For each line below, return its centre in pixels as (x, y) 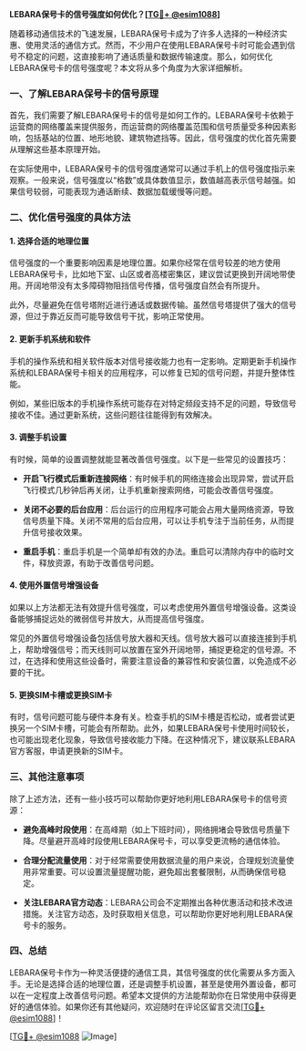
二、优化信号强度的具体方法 (70, 218)
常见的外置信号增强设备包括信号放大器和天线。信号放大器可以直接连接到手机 (153, 638)
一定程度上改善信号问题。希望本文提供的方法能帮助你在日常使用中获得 (157, 995)
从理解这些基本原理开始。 (57, 149)
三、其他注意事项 (47, 777)
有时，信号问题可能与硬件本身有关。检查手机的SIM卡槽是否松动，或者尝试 (148, 717)
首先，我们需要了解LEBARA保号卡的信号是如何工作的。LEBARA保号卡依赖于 (152, 115)
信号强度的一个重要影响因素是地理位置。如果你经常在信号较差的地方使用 (145, 263)
